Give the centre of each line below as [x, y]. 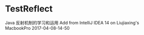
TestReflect [29, 9]
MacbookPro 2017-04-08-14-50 [37, 28]
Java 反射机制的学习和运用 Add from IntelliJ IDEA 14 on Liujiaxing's [72, 23]
